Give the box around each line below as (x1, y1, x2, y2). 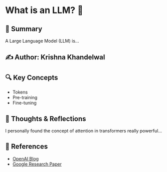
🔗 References (5, 142, 48, 151)
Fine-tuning (12, 100, 37, 106)
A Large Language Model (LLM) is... (5, 38, 79, 44)
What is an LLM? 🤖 (5, 5, 84, 16)
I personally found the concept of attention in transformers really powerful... (5, 128, 162, 134)
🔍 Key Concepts (5, 73, 59, 82)
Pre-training (12, 95, 38, 101)
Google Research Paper (12, 161, 62, 167)
